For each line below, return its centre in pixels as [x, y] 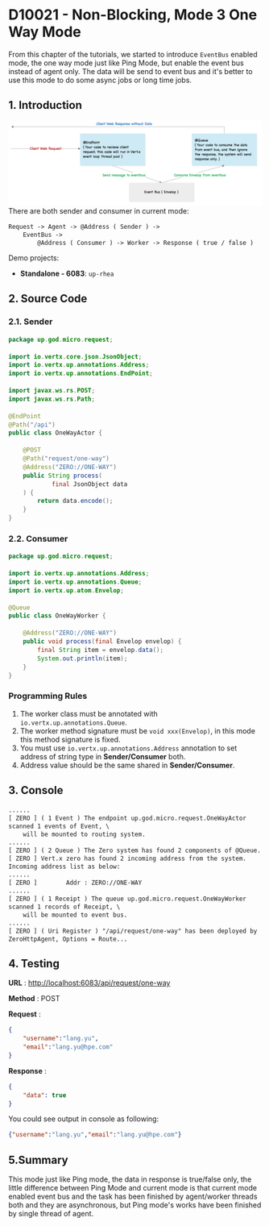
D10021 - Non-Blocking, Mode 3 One [133, 15]
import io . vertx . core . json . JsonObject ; [75, 356]
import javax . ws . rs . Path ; [52, 399]
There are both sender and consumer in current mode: [99, 211]
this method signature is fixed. [70, 739]
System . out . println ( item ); [83, 659]
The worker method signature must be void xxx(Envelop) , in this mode [138, 730]
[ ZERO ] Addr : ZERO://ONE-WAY [75, 883]
